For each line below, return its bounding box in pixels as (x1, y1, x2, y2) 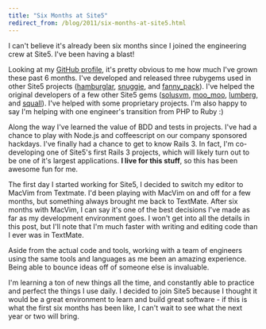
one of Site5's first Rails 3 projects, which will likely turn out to (46, 147, 250, 157)
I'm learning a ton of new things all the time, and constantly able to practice (8, 277, 255, 287)
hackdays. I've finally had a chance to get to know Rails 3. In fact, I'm (8, 139, 234, 148)
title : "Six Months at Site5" (8, 11, 109, 20)
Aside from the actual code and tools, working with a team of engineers (8, 245, 242, 254)
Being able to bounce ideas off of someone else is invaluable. (8, 262, 210, 272)
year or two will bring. (8, 311, 79, 321)
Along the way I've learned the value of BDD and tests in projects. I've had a (8, 122, 257, 132)
